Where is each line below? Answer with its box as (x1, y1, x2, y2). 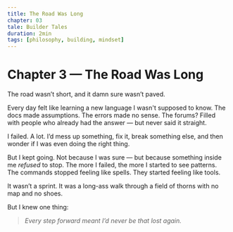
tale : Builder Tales (7, 23, 68, 30)
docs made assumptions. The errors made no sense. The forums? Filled (7, 111, 216, 120)
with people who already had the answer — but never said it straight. (7, 119, 207, 127)
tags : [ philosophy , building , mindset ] (7, 37, 125, 44)
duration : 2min (7, 30, 52, 37)
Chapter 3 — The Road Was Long (7, 67, 204, 83)
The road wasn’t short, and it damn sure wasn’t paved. (7, 90, 165, 98)
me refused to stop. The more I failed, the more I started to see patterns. (7, 161, 218, 169)
